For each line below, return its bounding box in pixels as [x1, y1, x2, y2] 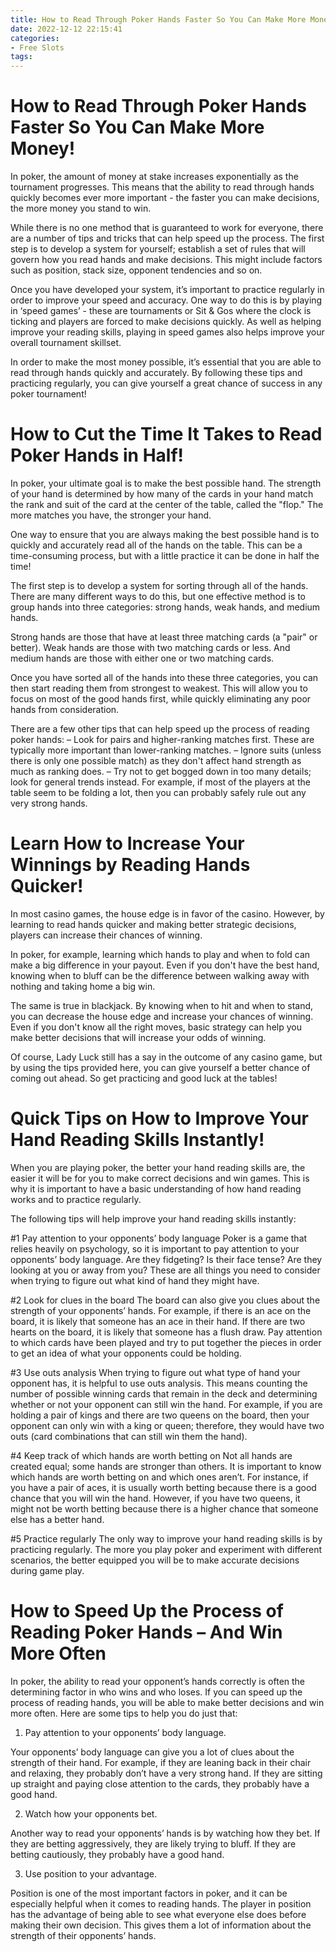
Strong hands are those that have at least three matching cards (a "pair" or [10, 631, 318, 643]
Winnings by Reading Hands [10, 854, 251, 876]
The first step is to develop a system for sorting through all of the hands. [10, 580, 309, 591]
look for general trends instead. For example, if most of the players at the [10, 776, 311, 788]
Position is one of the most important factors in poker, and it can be [10, 1887, 288, 1899]
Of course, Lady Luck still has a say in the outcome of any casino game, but [10, 1051, 323, 1063]
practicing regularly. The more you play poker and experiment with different [10, 1543, 322, 1555]
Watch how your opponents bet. [24, 1807, 158, 1820]
